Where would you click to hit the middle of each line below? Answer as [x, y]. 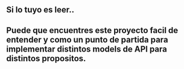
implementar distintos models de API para [87, 49]
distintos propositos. [46, 58]
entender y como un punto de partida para [87, 39]
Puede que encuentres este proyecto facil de [92, 30]
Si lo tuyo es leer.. [40, 10]
